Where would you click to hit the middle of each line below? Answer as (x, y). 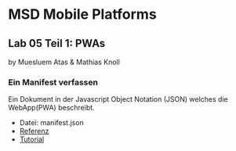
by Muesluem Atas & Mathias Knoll (64, 62)
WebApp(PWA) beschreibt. (52, 108)
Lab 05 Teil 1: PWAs (57, 43)
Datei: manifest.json (51, 123)
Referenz (34, 131)
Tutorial (32, 139)
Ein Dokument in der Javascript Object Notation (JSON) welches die (118, 99)
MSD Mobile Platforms (82, 14)
